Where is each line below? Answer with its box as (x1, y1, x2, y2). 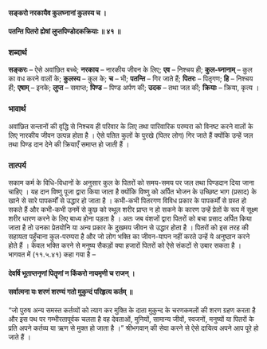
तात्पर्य (8, 159, 26, 171)
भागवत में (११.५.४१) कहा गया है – (8, 249, 96, 260)
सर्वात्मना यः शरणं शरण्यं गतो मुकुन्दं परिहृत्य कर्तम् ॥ (8, 287, 133, 296)
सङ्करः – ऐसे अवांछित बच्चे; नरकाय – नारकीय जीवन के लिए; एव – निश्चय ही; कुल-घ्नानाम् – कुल (8, 65, 253, 75)
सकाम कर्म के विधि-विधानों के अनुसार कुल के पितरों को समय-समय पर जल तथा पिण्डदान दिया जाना (8, 178, 255, 188)
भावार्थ (8, 104, 26, 115)
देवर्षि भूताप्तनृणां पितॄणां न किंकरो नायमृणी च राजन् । (8, 269, 135, 278)
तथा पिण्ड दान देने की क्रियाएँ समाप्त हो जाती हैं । (8, 139, 130, 149)
